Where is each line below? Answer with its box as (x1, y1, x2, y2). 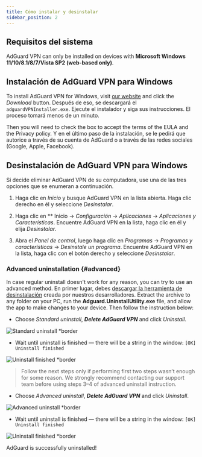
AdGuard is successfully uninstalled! (6, 444, 97, 452)
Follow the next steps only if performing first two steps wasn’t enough (21, 368, 195, 375)
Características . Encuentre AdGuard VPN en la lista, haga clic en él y (14, 218, 186, 226)
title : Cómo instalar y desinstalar (6, 8, 98, 15)
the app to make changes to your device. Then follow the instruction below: (6, 304, 194, 311)
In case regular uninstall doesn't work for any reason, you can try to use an (6, 279, 193, 286)
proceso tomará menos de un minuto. (6, 112, 99, 119)
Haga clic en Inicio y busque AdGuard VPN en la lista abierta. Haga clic (14, 194, 192, 201)
